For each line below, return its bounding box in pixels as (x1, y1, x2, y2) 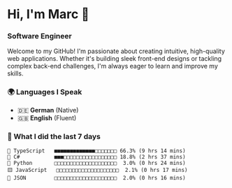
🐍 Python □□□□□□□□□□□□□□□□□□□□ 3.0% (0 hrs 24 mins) (7, 160, 187, 167)
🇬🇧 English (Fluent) (17, 113, 77, 122)
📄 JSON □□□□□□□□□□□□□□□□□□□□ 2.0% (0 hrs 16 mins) (7, 175, 187, 182)
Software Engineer (7, 31, 72, 41)
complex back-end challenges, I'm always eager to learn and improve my (7, 62, 219, 71)
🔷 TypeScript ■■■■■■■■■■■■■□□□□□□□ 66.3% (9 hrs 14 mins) (7, 147, 187, 154)
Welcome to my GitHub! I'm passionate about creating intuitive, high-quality (7, 47, 226, 55)
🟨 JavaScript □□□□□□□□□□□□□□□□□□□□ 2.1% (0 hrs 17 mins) (7, 167, 188, 174)
